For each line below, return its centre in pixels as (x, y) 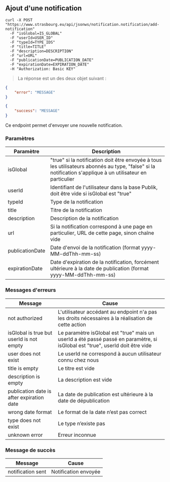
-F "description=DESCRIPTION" (41, 51)
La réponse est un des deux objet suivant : (62, 78)
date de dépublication (84, 400)
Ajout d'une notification (44, 8)
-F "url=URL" (24, 55)
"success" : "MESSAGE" (37, 111)
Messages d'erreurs (31, 290)
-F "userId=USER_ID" (31, 38)
